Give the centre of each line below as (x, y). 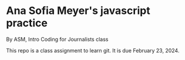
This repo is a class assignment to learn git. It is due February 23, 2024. (93, 50)
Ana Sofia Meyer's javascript (78, 11)
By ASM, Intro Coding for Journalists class (57, 39)
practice (27, 23)
